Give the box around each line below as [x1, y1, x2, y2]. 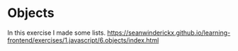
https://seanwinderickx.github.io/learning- [107, 28, 231, 37]
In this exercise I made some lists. [7, 28, 106, 37]
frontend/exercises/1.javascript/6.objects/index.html [7, 35, 159, 44]
